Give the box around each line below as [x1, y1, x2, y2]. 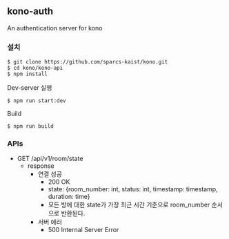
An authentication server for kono [7, 23, 103, 32]
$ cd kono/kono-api [7, 65, 63, 72]
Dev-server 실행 [7, 84, 52, 92]
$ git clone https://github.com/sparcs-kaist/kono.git [7, 59, 168, 66]
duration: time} [48, 193, 90, 201]
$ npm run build [7, 123, 54, 130]
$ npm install [7, 70, 48, 78]
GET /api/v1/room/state [17, 155, 83, 163]
